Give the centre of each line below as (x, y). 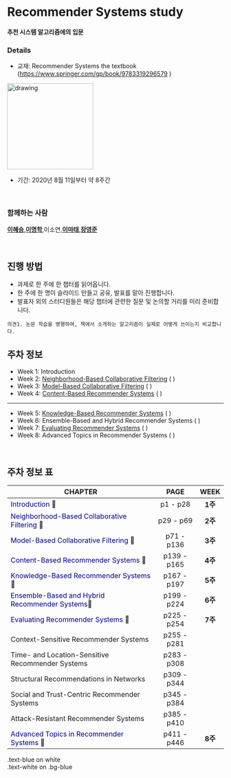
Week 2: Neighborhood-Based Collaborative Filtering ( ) (96, 379)
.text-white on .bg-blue (40, 767)
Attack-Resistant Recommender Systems (77, 718)
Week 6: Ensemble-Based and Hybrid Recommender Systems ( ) (109, 421)
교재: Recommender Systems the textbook (77, 66)
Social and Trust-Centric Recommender (75, 694)
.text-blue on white (34, 759)
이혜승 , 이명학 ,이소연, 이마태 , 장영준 (52, 229)
